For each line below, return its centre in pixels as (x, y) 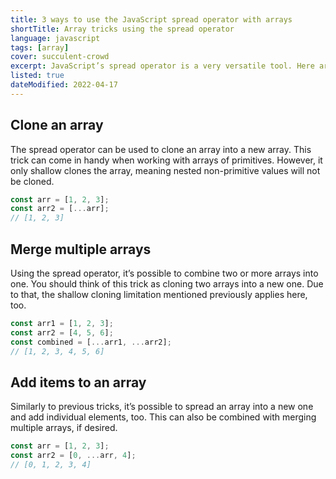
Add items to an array (78, 382)
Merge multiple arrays (81, 249)
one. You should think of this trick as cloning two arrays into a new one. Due (167, 284)
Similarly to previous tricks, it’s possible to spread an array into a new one (162, 407)
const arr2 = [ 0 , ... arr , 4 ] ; (73, 456)
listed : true (37, 76)
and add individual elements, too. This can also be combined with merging (163, 417)
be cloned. (32, 181)
